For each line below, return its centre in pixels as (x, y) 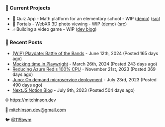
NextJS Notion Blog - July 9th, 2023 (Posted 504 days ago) (74, 90)
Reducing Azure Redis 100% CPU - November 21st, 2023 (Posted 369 (84, 69)
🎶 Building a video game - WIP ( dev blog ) (54, 29)
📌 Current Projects (28, 8)
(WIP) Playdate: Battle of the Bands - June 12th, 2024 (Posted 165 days (85, 53)
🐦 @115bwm (18, 120)
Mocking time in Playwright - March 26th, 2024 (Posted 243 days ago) (85, 63)
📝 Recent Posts (24, 43)
